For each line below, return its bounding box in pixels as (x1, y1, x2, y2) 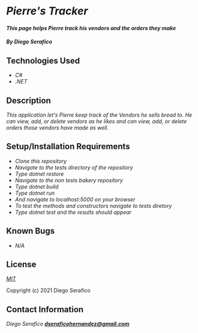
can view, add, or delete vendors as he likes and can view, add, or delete (6, 118, 187, 124)
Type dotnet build (14, 183, 59, 190)
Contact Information (6, 304, 84, 314)
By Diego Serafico (6, 38, 53, 46)
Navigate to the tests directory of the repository (14, 163, 133, 171)
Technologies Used (6, 55, 80, 66)
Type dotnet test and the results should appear (14, 209, 132, 216)
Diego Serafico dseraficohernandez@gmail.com (6, 320, 130, 328)
